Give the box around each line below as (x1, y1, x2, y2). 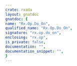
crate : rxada (5, 7, 32, 12)
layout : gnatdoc (5, 12, 39, 17)
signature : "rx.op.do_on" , (5, 30, 61, 35)
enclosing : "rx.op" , (5, 35, 48, 40)
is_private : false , (5, 40, 46, 45)
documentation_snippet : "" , (5, 49, 64, 54)
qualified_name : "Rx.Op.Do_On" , (5, 26, 72, 31)
